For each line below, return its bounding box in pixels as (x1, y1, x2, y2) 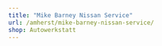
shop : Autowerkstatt (8, 26, 77, 34)
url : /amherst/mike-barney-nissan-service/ (8, 19, 155, 27)
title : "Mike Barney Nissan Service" (8, 11, 133, 19)
